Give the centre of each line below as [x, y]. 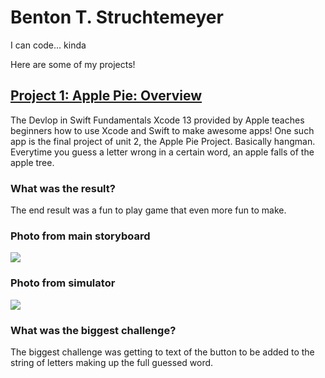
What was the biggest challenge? [93, 330]
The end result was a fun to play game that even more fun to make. [148, 210]
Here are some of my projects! [73, 64]
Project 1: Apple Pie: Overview [106, 96]
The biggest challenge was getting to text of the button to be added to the [162, 352]
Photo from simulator [63, 283]
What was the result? [63, 188]
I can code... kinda [48, 45]
